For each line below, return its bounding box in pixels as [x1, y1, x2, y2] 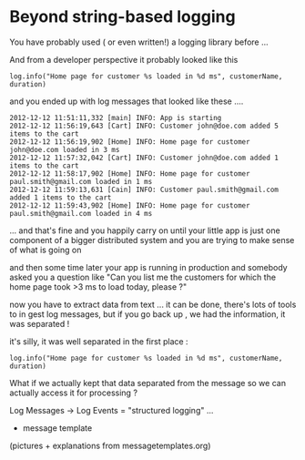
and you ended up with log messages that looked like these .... [9, 96, 244, 107]
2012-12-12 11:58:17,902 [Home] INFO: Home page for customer [9, 169, 250, 179]
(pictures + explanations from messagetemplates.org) [9, 440, 211, 451]
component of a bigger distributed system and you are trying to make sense [9, 234, 295, 245]
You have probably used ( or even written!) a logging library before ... [9, 36, 269, 47]
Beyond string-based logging [9, 6, 236, 27]
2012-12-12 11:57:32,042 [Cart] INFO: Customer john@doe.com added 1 [9, 153, 280, 162]
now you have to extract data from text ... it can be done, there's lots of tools [9, 299, 297, 310]
